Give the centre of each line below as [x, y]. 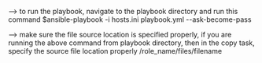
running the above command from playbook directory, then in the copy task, [132, 43]
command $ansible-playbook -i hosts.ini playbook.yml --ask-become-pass [130, 19]
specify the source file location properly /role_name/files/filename [115, 51]
